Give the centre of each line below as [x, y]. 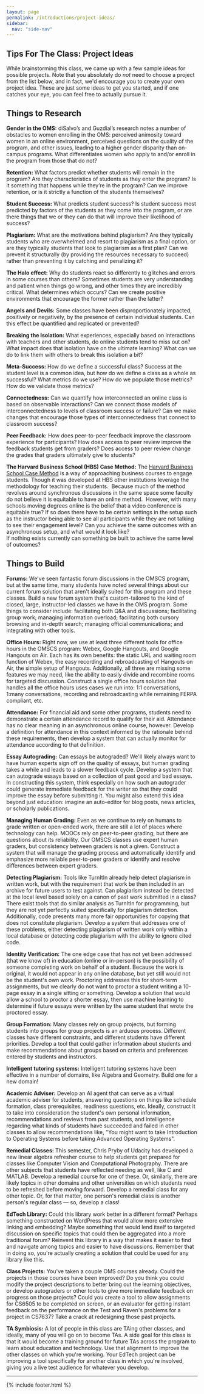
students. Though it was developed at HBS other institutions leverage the [98, 480]
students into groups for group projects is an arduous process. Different [96, 1030]
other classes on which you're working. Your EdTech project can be [91, 1354]
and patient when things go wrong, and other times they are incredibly [94, 286]
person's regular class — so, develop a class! [63, 1202]
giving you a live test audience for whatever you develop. [78, 1367]
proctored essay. [27, 1012]
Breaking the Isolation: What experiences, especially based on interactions [101, 335]
